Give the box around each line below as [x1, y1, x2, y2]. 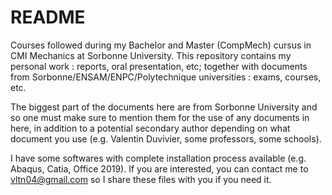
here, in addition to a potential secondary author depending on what [10, 122, 291, 134]
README [10, 6, 86, 29]
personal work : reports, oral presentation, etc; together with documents [10, 60, 308, 72]
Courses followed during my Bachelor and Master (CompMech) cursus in [10, 39, 312, 51]
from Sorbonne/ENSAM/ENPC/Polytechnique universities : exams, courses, [10, 71, 322, 83]
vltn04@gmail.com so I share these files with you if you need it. [10, 173, 272, 185]
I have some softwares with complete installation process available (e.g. [10, 152, 307, 164]
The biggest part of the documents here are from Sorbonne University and [10, 101, 318, 113]
